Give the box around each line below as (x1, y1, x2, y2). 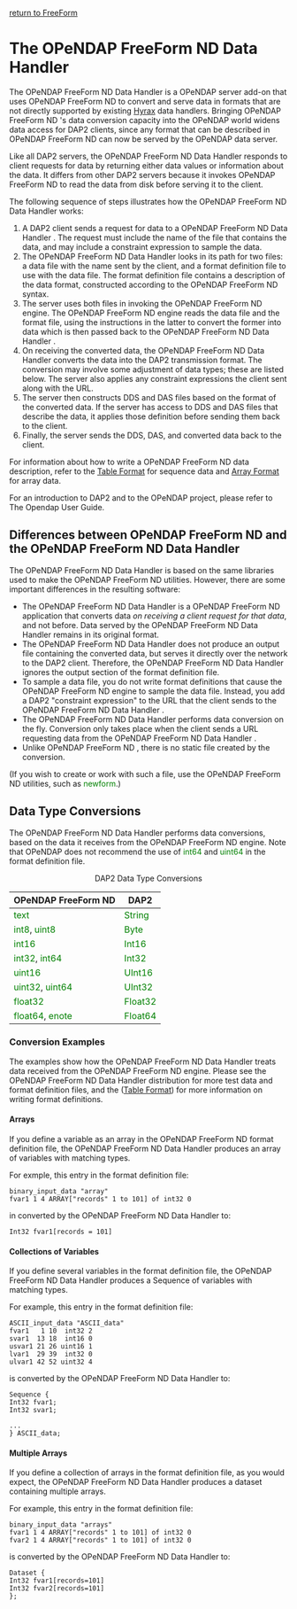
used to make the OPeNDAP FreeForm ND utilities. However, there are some (9, 574, 286, 585)
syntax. (21, 288, 49, 299)
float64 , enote (13, 1009, 72, 1022)
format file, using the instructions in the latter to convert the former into (21, 316, 282, 327)
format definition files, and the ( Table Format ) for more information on (9, 1084, 263, 1095)
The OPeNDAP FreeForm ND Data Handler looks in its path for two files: (21, 251, 284, 261)
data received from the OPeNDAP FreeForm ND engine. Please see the (9, 1065, 267, 1076)
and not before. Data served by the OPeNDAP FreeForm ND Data (21, 619, 258, 630)
